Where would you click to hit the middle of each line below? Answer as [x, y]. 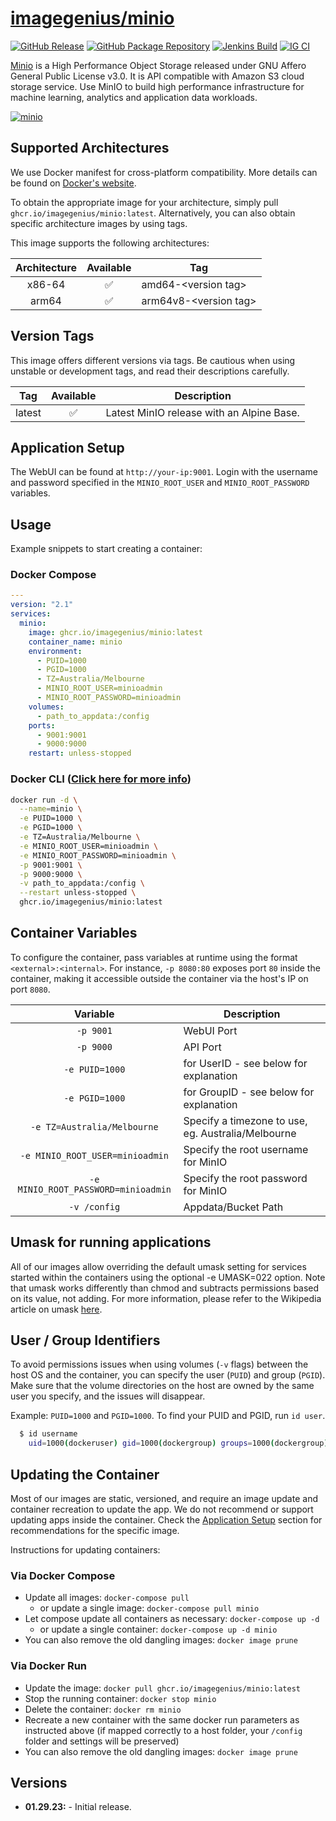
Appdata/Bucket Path [233, 1207]
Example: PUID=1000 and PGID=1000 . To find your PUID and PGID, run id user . [168, 1416]
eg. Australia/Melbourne [240, 1133]
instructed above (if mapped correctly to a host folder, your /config [163, 1730]
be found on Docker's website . [73, 183]
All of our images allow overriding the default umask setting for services [158, 1266]
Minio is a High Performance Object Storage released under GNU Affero [158, 65]
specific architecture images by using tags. [99, 223]
